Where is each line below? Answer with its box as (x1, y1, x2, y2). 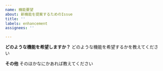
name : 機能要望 (5, 7, 34, 12)
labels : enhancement (5, 21, 48, 26)
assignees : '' (5, 26, 35, 31)
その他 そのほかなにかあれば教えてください (5, 61, 93, 67)
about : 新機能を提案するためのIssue (5, 12, 73, 17)
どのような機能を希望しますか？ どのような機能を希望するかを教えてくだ (5, 44, 154, 50)
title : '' (5, 16, 26, 21)
